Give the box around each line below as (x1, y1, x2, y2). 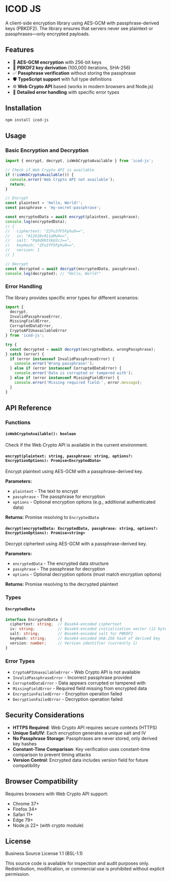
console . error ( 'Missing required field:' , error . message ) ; (14, 380, 142, 385)
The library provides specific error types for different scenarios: (5, 294, 139, 301)
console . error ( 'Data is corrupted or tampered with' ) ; (14, 371, 133, 376)
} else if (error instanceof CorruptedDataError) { (10, 366, 122, 371)
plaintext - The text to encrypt (12, 488, 78, 495)
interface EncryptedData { (5, 617, 63, 622)
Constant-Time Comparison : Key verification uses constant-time (12, 746, 150, 752)
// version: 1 (5, 248, 40, 253)
